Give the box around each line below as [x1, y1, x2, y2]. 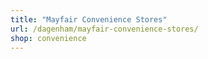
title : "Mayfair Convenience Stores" [10, 14, 168, 25]
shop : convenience [10, 33, 87, 43]
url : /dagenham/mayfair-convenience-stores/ [10, 24, 199, 34]
